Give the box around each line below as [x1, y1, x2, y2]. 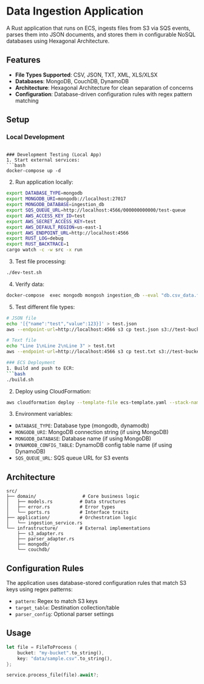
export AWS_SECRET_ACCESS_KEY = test [6, 218, 97, 224]
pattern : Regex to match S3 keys [15, 598, 98, 605]
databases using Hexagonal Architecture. [6, 37, 110, 44]
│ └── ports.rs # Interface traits [6, 510, 129, 516]
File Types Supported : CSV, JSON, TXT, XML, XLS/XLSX [15, 71, 158, 78]
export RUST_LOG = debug [6, 235, 64, 241]
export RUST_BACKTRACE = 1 [6, 241, 69, 247]
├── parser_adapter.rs [17, 536, 75, 542]
